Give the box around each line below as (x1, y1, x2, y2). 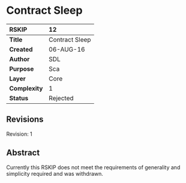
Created (9, 45, 33, 53)
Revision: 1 (6, 130, 33, 137)
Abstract (6, 148, 40, 158)
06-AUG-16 (49, 45, 85, 53)
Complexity (9, 84, 43, 92)
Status (9, 94, 29, 102)
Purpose (9, 64, 34, 73)
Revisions (6, 115, 44, 125)
